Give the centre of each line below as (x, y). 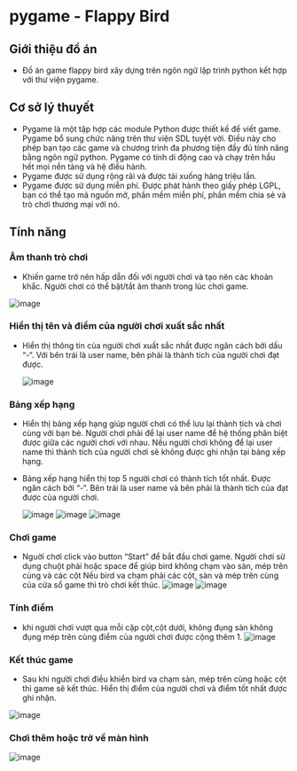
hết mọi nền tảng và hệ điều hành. (85, 167)
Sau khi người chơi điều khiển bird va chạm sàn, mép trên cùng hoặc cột (154, 679)
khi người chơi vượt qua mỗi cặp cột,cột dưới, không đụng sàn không (147, 627)
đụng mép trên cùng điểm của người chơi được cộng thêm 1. (132, 636)
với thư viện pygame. (60, 80)
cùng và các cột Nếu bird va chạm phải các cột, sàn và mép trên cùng (150, 576)
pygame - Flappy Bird (90, 16)
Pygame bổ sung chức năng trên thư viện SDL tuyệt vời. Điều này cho (149, 138)
